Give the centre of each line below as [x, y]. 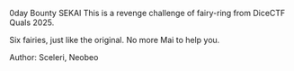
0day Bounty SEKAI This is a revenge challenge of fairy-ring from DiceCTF [147, 13]
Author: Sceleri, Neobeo [54, 57]
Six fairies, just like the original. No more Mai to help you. [115, 40]
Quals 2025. [32, 22]
